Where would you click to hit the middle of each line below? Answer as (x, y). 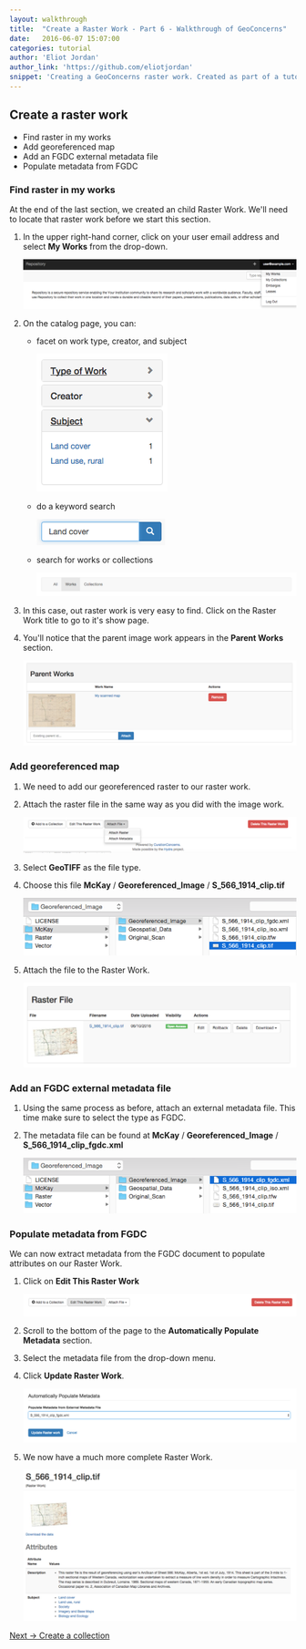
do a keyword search (76, 506)
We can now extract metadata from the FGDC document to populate (138, 1254)
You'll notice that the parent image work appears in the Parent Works (153, 637)
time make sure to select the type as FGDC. (104, 1118)
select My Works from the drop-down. (95, 246)
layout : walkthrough (49, 19)
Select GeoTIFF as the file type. (82, 867)
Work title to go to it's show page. (86, 620)
